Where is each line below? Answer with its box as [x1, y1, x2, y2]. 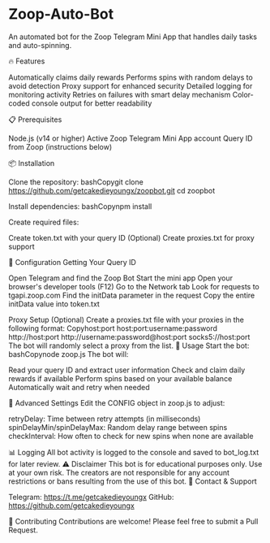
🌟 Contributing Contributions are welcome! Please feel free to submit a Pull [8, 516, 259, 526]
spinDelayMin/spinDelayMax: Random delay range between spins [8, 422, 228, 432]
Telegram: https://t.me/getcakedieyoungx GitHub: [8, 492, 174, 502]
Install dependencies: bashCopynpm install [8, 201, 152, 211]
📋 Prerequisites [8, 115, 62, 124]
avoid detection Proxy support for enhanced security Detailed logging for [8, 80, 253, 90]
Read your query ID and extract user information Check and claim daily [8, 365, 246, 375]
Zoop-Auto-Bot [8, 5, 114, 24]
